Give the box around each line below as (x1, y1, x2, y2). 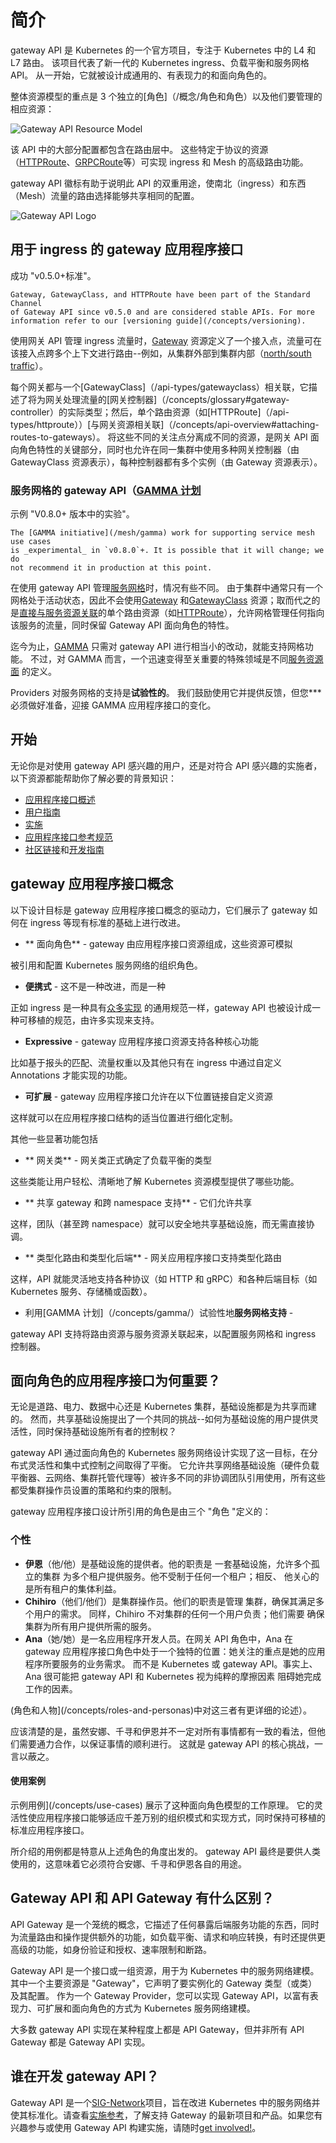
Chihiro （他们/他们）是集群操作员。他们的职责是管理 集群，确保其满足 (24, 1595, 317, 1607)
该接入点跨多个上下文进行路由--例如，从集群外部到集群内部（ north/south (10, 347, 312, 359)
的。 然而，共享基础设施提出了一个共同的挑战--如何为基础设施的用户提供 (10, 1413, 310, 1425)
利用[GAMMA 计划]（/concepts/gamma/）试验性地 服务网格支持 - (24, 1306, 294, 1318)
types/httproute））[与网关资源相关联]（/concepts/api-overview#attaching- (10, 418, 320, 430)
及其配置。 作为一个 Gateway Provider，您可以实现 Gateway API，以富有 (10, 1989, 310, 2001)
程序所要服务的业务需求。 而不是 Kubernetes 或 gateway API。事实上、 (24, 1657, 318, 1670)
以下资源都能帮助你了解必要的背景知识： (10, 772, 177, 784)
